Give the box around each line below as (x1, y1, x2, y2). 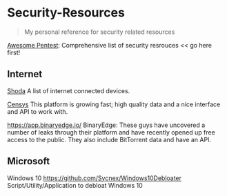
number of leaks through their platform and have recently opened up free (7, 128, 215, 136)
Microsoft (7, 155, 50, 167)
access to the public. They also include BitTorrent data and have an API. (7, 135, 212, 144)
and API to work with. (7, 107, 68, 115)
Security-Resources (7, 5, 126, 21)
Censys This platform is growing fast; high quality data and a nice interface (7, 100, 221, 108)
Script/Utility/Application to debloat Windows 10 (7, 181, 143, 189)
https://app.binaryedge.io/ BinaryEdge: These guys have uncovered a (7, 121, 206, 129)
